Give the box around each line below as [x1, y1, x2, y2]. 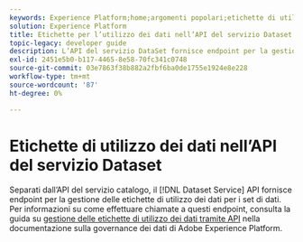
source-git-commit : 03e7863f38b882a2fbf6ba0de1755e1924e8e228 [9, 64, 248, 73]
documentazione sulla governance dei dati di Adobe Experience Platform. [9, 223, 283, 234]
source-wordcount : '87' [9, 80, 99, 89]
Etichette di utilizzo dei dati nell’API [9, 135, 278, 156]
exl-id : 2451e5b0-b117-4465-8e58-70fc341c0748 [9, 55, 188, 64]
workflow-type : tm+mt [9, 72, 91, 81]
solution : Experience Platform [9, 22, 127, 31]
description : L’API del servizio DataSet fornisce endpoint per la [9, 47, 269, 56]
